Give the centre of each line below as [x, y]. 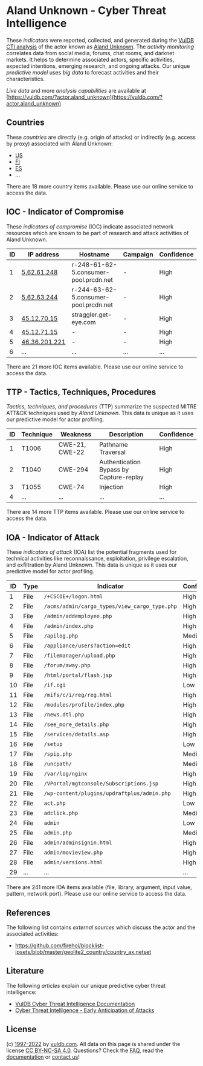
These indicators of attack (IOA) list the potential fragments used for [92, 552]
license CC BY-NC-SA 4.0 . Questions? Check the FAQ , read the [85, 1050]
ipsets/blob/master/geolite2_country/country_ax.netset [83, 952]
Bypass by [114, 470]
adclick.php [61, 813]
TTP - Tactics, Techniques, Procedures [81, 392]
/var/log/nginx [66, 774]
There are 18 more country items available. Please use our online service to [100, 186]
